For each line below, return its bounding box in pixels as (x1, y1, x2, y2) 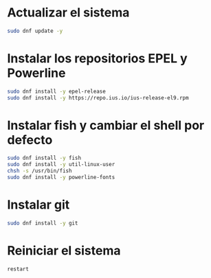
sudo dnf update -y (7, 27, 63, 34)
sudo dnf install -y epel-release (7, 88, 107, 95)
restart (7, 266, 30, 273)
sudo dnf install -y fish (7, 154, 81, 162)
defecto (7, 132, 53, 148)
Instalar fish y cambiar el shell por (7, 117, 205, 133)
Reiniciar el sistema (7, 242, 122, 258)
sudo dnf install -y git (7, 220, 78, 227)
